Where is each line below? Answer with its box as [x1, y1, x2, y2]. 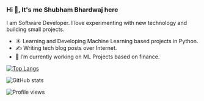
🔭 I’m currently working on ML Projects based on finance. [15, 53, 160, 60]
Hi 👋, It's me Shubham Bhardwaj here [6, 5, 118, 14]
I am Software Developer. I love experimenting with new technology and [6, 19, 188, 27]
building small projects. [6, 26, 65, 33]
